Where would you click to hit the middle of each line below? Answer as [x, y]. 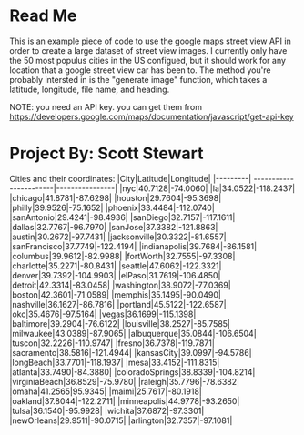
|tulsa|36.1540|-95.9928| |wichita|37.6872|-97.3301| [107, 410]
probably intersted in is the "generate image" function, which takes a [138, 79]
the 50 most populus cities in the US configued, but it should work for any [148, 60]
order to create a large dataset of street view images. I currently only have [148, 50]
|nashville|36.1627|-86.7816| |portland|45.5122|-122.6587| [118, 304]
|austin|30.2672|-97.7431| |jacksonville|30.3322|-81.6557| [118, 237]
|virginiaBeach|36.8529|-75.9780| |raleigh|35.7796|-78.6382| [124, 381]
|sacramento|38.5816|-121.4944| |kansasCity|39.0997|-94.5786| [131, 352]
